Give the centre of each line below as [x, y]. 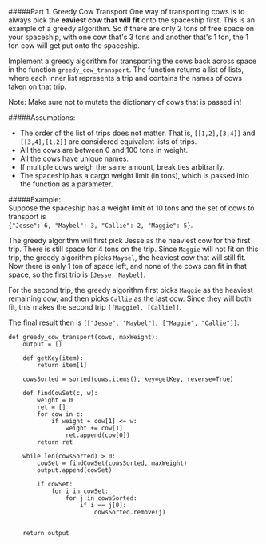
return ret [55, 442]
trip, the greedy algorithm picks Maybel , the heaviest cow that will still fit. [127, 258]
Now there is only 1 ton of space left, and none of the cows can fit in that [128, 266]
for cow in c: [60, 414]
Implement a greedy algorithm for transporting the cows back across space [133, 61]
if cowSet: [55, 484]
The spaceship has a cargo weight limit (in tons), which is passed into [135, 176]
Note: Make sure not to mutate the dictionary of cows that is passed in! [125, 102]
